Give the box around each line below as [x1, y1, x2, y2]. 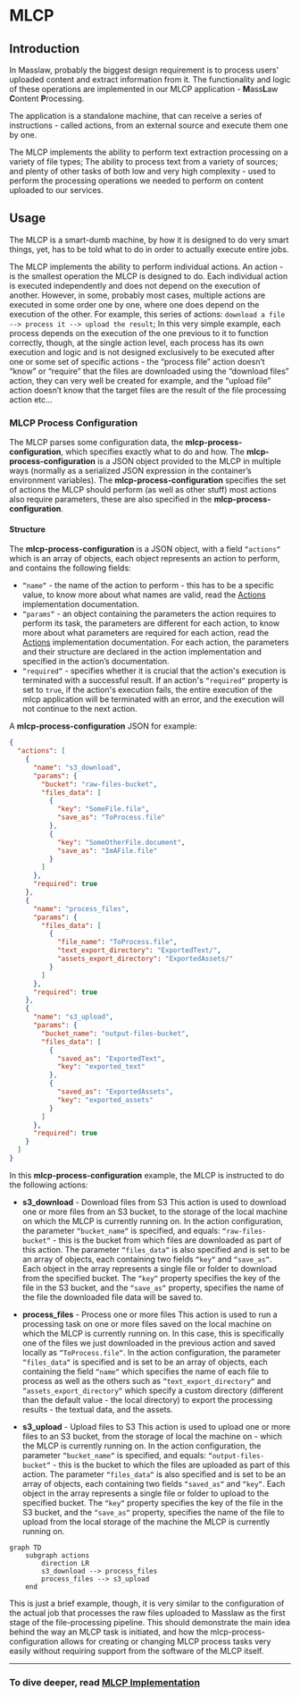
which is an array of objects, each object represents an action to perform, [9, 553, 280, 564]
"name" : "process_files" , [32, 904, 129, 913]
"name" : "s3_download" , [32, 763, 122, 772]
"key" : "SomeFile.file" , [56, 805, 150, 814]
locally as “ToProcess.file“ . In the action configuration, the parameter [21, 1347, 281, 1357]
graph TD [9, 1543, 42, 1552]
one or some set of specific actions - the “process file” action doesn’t [9, 356, 265, 367]
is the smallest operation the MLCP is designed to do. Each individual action [9, 270, 288, 282]
